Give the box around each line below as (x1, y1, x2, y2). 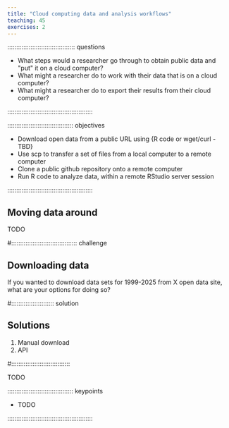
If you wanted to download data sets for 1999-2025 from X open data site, (7, 278, 223, 286)
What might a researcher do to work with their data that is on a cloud (17, 71, 218, 80)
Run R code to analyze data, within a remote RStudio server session (17, 172, 214, 181)
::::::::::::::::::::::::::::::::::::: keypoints (7, 386, 104, 395)
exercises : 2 (7, 23, 46, 30)
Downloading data (7, 259, 89, 271)
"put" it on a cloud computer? (17, 64, 104, 73)
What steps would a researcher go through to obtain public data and (17, 56, 216, 65)
